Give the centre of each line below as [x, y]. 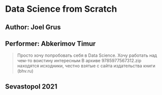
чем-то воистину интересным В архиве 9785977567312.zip [79, 61]
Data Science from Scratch [61, 9]
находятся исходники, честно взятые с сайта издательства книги [86, 66]
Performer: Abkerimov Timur [50, 43]
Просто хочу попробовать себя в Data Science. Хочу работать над [87, 55]
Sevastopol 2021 [31, 86]
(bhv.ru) [25, 71]
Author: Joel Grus [33, 27]
